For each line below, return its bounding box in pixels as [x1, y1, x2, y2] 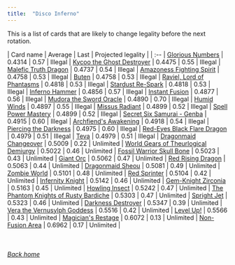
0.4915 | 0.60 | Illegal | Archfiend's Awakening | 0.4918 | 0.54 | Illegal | [7, 116, 210, 126]
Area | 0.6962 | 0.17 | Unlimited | [27, 220, 121, 229]
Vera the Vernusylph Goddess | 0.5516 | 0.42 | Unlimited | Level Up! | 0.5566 [7, 206, 228, 214]
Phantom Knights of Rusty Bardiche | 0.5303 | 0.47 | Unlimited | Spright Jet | [7, 191, 228, 199]
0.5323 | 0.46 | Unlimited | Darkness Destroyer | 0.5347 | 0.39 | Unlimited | [7, 198, 222, 206]
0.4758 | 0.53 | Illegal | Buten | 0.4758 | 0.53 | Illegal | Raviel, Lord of [7, 73, 204, 81]
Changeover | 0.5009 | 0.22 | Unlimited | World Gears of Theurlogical [7, 139, 207, 147]
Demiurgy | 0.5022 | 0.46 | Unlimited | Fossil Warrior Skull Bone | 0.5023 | [7, 146, 220, 155]
